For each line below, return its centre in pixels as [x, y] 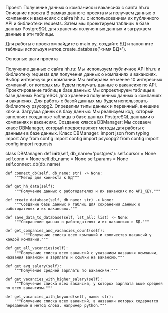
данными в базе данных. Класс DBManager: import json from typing [77, 133]
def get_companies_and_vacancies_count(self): [55, 231]
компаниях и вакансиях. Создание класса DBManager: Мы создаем [78, 122]
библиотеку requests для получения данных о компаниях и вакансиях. [81, 74]
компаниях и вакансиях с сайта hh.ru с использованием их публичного [82, 18]
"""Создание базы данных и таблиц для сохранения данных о [77, 204]
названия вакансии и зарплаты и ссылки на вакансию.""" [65, 257]
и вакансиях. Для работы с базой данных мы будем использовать [77, 101]
